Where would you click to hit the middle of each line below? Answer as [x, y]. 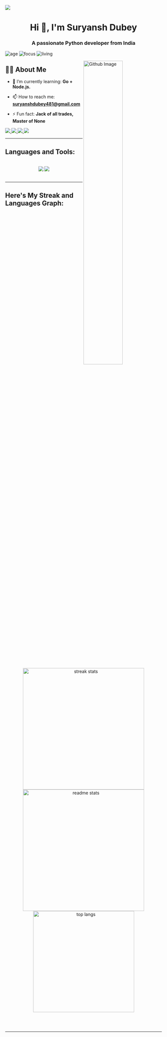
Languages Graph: [34, 203]
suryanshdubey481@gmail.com [46, 104]
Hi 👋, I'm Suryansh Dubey [83, 28]
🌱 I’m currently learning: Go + [42, 82]
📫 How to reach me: [34, 97]
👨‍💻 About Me [26, 70]
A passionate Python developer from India [83, 43]
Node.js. [21, 87]
